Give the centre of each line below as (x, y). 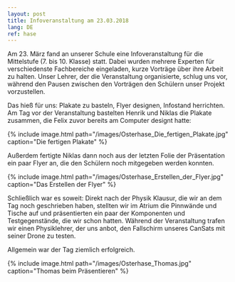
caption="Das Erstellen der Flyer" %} (62, 185)
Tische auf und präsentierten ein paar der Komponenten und (96, 213)
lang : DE (20, 27)
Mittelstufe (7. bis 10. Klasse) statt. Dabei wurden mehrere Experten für (111, 62)
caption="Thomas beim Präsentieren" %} (68, 271)
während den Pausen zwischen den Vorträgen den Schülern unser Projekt (116, 84)
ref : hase (22, 34)
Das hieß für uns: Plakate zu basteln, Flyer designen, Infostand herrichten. (116, 105)
